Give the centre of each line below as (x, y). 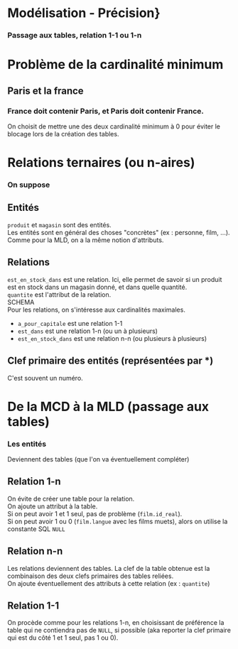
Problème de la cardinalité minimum (115, 65)
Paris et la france (45, 91)
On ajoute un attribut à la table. (53, 506)
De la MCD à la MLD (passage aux (108, 407)
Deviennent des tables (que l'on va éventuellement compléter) (98, 459)
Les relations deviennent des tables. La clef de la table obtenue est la (109, 568)
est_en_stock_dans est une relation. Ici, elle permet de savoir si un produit (115, 279)
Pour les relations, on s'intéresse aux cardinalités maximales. (97, 310)
